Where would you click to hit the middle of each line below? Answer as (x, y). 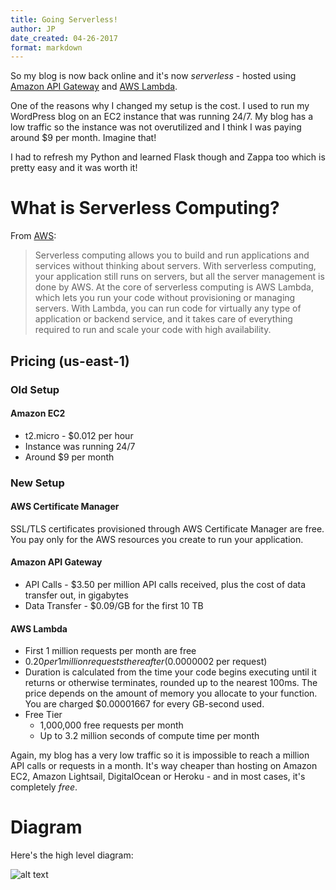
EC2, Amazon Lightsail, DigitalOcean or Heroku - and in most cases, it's (158, 777)
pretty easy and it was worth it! (74, 168)
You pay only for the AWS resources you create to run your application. (157, 539)
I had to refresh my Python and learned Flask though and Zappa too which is (168, 157)
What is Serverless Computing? (145, 208)
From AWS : (33, 236)
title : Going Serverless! (64, 19)
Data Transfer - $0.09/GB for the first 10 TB (114, 606)
